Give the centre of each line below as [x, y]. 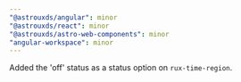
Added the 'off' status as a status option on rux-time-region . [121, 68]
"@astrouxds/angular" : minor [63, 17]
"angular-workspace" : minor [62, 42]
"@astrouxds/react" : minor [59, 26]
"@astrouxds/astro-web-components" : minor [89, 34]
